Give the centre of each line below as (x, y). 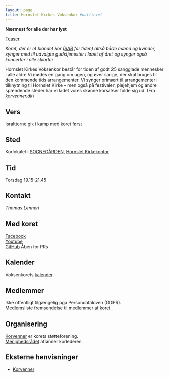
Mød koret (22, 224)
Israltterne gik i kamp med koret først (44, 124)
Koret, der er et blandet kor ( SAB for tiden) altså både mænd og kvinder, (80, 48)
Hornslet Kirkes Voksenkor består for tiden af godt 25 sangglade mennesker (84, 69)
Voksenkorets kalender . (30, 275)
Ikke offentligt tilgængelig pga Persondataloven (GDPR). (63, 303)
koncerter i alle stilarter (30, 59)
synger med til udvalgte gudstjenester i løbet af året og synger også (76, 54)
